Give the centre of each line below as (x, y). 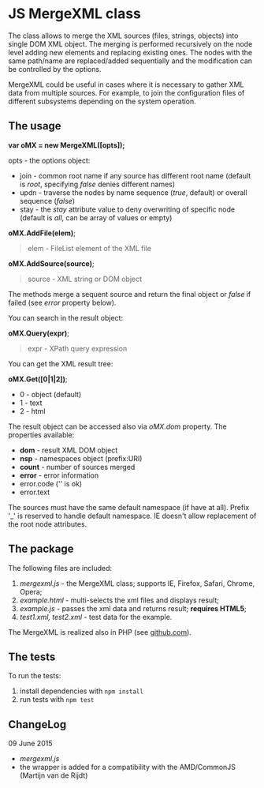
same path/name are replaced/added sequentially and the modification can (130, 61)
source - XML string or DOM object (85, 279)
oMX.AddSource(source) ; (51, 263)
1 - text (31, 403)
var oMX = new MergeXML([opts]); (67, 145)
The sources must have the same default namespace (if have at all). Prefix (129, 507)
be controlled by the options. (55, 69)
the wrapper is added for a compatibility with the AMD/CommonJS (128, 767)
